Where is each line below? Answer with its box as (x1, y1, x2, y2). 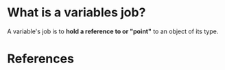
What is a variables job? (7, 5, 146, 20)
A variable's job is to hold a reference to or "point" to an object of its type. (7, 27, 219, 35)
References (7, 51, 74, 67)
